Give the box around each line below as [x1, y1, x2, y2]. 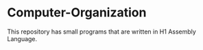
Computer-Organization [7, 5, 147, 21]
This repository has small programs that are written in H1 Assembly [7, 27, 197, 36]
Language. [7, 34, 38, 42]
